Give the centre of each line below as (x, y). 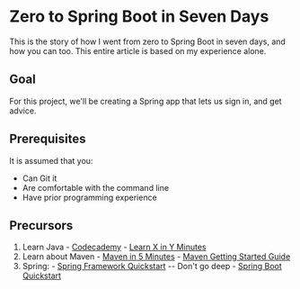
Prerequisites (48, 139)
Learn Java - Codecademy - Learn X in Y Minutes (114, 247)
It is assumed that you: (51, 160)
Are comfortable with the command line (95, 187)
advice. (23, 111)
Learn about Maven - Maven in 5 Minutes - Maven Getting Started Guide (156, 257)
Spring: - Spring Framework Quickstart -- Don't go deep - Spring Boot (152, 266)
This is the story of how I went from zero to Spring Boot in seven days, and (147, 41)
